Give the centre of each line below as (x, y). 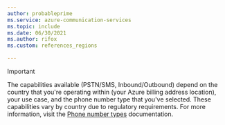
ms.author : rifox (32, 39)
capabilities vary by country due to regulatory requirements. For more (107, 107)
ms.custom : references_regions (52, 46)
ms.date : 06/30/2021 (37, 33)
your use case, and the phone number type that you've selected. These (109, 99)
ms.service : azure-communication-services (69, 20)
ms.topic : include (34, 26)
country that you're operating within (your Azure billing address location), (112, 92)
